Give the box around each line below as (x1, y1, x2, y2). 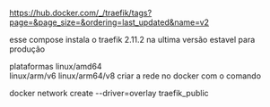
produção (9, 44, 46, 54)
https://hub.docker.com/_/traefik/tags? (9, 8, 152, 18)
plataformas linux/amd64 (9, 62, 102, 71)
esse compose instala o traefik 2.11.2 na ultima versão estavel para (9, 35, 256, 45)
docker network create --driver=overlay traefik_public (9, 88, 209, 98)
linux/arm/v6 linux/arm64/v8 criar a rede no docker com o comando (9, 70, 262, 81)
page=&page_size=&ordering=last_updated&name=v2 (9, 17, 209, 28)
